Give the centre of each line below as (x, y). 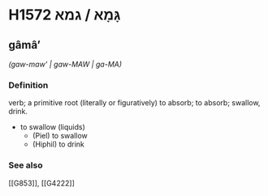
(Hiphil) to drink (58, 144)
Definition (28, 85)
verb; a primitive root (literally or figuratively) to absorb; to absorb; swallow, (134, 103)
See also (26, 165)
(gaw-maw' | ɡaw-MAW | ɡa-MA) (65, 64)
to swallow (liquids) (52, 127)
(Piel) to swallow (60, 136)
